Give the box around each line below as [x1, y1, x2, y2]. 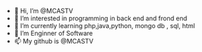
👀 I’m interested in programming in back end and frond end [14, 14, 188, 22]
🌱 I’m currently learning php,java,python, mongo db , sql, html [14, 22, 196, 30]
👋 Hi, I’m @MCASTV [14, 7, 73, 15]
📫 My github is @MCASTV [14, 37, 94, 45]
